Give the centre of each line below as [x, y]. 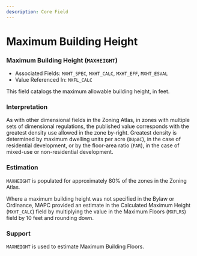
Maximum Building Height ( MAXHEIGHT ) [62, 60]
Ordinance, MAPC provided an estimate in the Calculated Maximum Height [98, 205]
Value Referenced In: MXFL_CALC [53, 80]
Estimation [22, 168]
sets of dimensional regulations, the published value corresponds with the [98, 126]
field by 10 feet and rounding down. [50, 218]
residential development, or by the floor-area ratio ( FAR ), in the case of [93, 145]
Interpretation [27, 107]
